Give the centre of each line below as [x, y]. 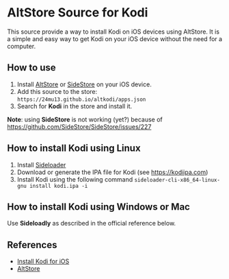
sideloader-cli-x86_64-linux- [177, 180]
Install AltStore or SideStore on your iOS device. [84, 84]
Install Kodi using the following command [75, 179]
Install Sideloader [41, 165]
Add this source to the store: [57, 91]
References [32, 245]
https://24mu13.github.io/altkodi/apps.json [81, 99]
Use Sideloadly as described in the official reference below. [92, 223]
